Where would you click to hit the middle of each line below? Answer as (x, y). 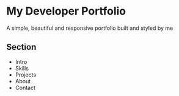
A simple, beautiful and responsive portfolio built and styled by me (90, 28)
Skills (22, 68)
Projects (26, 75)
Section (21, 47)
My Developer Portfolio (66, 11)
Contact (25, 87)
